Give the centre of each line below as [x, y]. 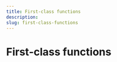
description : [22, 17]
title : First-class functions [44, 12]
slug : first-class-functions [42, 22]
